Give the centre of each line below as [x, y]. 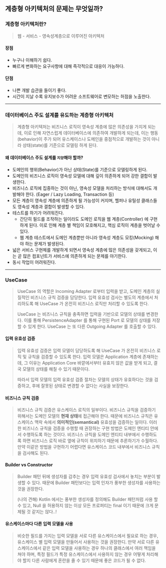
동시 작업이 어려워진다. [34, 262]
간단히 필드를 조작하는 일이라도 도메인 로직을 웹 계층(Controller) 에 [84, 219]
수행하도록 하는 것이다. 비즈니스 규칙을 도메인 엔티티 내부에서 [81, 435]
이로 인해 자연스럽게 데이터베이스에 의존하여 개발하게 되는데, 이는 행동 [91, 133]
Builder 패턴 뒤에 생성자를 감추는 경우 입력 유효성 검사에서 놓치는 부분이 [86, 476]
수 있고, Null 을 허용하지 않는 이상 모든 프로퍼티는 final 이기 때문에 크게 [85, 505]
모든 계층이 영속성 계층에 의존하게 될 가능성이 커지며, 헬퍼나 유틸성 [76, 200]
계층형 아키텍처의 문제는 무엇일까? [54, 9]
